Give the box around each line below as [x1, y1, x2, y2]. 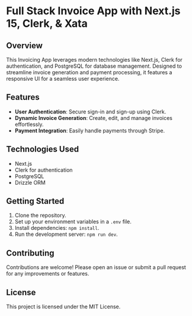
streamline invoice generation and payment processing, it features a [6, 69, 172, 75]
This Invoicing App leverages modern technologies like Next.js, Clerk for [6, 56, 183, 63]
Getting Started [6, 196, 65, 206]
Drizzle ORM [14, 179, 46, 186]
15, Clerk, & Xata [6, 17, 88, 30]
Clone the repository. [14, 212, 66, 219]
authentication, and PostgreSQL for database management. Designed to [6, 62, 183, 69]
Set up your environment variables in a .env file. [14, 218, 132, 225]
